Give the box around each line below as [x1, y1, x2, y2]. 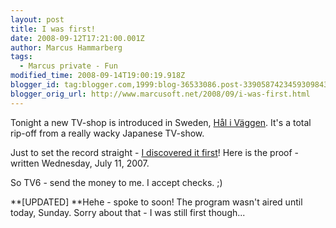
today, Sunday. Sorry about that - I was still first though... [10, 206, 246, 218]
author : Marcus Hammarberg [10, 42, 123, 53]
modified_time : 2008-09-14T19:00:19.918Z [10, 71, 186, 81]
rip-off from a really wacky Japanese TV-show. [10, 127, 205, 139]
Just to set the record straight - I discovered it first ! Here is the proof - [10, 146, 300, 158]
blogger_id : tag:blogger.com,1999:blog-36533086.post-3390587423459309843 [10, 80, 329, 90]
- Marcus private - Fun [19, 61, 118, 71]
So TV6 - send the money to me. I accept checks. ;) [10, 176, 223, 188]
